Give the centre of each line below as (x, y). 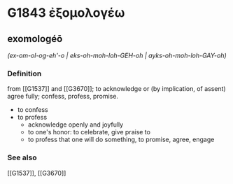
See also (22, 157)
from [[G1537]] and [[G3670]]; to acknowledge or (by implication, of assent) (116, 89)
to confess (33, 110)
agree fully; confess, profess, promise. (63, 97)
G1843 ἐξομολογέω (66, 13)
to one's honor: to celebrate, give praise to (89, 132)
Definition (24, 73)
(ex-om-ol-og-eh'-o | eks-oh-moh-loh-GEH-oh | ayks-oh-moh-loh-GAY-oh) (117, 55)
